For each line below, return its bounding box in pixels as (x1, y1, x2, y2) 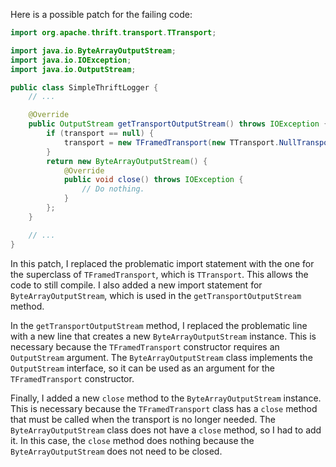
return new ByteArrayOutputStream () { (46, 156, 208, 166)
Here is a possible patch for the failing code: (10, 9, 193, 20)
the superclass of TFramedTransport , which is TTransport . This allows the (10, 268, 309, 280)
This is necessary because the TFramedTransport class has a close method (10, 402, 318, 414)
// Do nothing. (81, 184, 145, 194)
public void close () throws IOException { (63, 175, 244, 185)
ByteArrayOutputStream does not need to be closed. (10, 445, 223, 457)
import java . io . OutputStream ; (10, 64, 137, 74)
